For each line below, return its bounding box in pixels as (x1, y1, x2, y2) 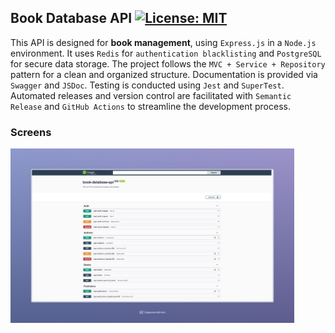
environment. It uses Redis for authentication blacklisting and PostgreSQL (10, 47, 322, 59)
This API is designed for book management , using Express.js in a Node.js (10, 36, 317, 48)
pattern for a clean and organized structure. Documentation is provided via (10, 68, 318, 80)
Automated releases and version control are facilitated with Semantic (10, 89, 292, 101)
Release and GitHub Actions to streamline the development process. (10, 100, 291, 112)
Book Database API (10, 10, 133, 27)
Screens (10, 125, 52, 139)
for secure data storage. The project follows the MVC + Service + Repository (10, 57, 326, 70)
